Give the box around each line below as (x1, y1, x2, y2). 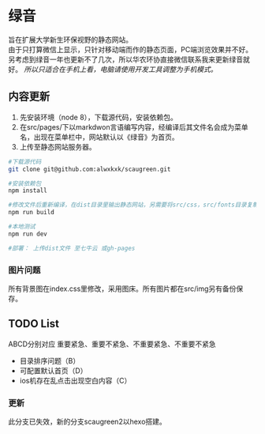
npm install (8, 187, 47, 194)
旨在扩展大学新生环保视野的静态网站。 (8, 35, 132, 44)
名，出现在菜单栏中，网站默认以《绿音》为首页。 (19, 132, 179, 142)
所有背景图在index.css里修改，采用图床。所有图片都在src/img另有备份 (8, 284, 237, 293)
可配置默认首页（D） (19, 365, 88, 376)
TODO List (8, 317, 59, 330)
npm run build (8, 209, 55, 217)
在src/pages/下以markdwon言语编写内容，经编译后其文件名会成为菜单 (19, 122, 248, 131)
